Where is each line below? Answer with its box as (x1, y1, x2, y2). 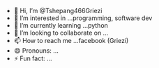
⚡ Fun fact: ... (13, 54, 52, 62)
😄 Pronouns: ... (13, 46, 59, 55)
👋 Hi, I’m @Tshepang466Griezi (13, 7, 103, 15)
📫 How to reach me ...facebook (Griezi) (13, 37, 129, 44)
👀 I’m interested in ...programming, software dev (13, 14, 153, 22)
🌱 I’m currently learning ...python (13, 22, 108, 29)
